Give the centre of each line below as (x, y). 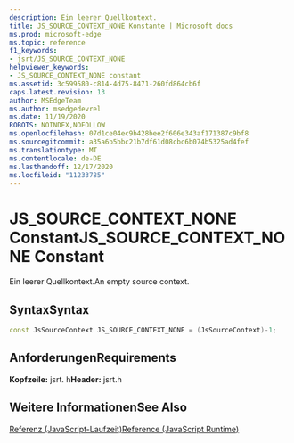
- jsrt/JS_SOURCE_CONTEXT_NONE (67, 59)
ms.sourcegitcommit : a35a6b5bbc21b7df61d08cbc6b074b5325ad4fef (129, 142)
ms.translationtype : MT (53, 150)
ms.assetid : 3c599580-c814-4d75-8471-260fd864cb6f (105, 84)
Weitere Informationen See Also (98, 408)
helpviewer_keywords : (49, 68)
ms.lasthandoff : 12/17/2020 (61, 167)
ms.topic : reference (48, 42)
